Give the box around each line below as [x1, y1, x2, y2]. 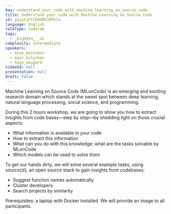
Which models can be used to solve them [12, 152, 100, 158]
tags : [5, 31, 17, 36]
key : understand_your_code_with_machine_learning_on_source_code [5, 7, 147, 13]
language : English [5, 22, 45, 27]
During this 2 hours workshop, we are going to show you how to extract [5, 109, 157, 115]
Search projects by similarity [12, 187, 73, 194]
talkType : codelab [5, 27, 45, 32]
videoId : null [5, 65, 36, 70]
